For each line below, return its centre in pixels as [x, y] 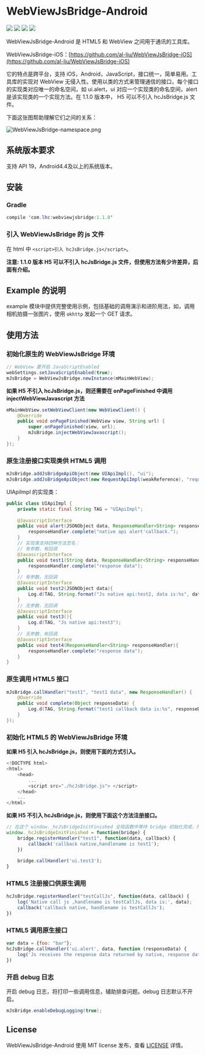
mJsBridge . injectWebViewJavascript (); [77, 433]
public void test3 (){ [45, 617]
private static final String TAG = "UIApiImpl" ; [80, 509]
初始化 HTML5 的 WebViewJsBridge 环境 [67, 737]
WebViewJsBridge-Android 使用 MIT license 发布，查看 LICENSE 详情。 [96, 1045]
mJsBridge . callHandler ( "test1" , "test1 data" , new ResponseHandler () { [99, 692]
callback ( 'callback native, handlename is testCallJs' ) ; [91, 908]
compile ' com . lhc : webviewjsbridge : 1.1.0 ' [60, 218]
